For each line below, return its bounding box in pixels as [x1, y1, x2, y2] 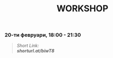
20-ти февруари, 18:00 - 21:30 [4, 31, 81, 38]
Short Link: [16, 43, 39, 49]
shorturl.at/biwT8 [16, 48, 55, 54]
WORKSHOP [56, 3, 109, 14]
